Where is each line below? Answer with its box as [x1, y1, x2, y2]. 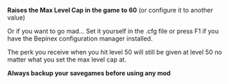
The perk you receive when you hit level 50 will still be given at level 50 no [7, 48, 223, 56]
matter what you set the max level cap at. [7, 55, 126, 64]
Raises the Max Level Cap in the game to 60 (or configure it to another [7, 6, 214, 14]
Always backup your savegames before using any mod [7, 69, 171, 77]
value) [7, 13, 26, 22]
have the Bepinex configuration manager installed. [7, 34, 153, 43]
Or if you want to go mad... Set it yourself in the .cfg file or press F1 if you [7, 27, 219, 35]
